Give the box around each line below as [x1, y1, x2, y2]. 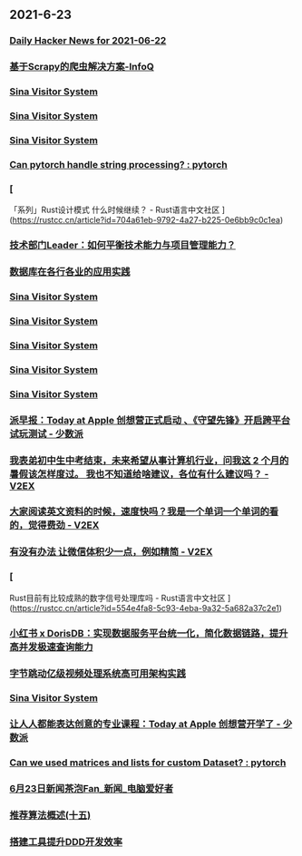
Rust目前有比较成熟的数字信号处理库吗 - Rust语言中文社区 [9, 592, 226, 603]
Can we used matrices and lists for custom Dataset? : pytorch [9, 756, 287, 769]
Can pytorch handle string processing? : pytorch [9, 158, 229, 170]
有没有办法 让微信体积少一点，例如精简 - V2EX [9, 546, 213, 559]
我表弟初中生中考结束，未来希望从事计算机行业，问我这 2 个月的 [9, 453, 289, 466]
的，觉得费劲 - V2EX [9, 519, 100, 531]
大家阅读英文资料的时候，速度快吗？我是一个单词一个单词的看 [9, 505, 279, 518]
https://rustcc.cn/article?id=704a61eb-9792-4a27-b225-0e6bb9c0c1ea [12, 215, 281, 226]
